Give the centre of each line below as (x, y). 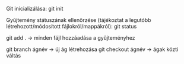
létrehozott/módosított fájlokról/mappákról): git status (72, 26)
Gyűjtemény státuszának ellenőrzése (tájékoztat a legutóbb (79, 20)
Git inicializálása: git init (35, 9)
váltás (14, 55)
